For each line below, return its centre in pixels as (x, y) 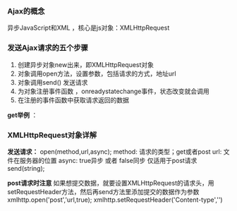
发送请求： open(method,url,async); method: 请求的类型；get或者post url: (115, 151)
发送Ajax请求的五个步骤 (48, 48)
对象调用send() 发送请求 (53, 82)
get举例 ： (23, 115)
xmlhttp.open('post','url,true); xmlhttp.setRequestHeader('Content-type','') (115, 200)
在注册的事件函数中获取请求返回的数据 (73, 100)
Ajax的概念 (26, 11)
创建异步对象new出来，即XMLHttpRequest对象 (85, 64)
